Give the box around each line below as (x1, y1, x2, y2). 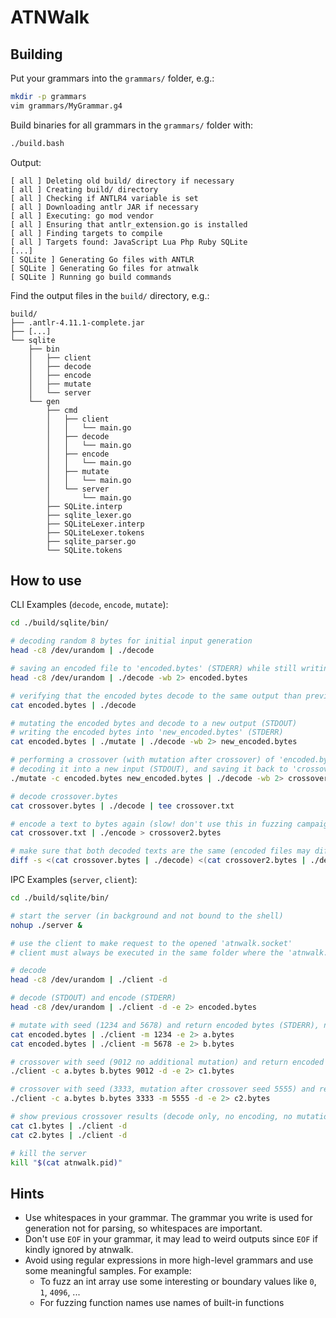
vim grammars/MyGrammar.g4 (10, 101, 123, 111)
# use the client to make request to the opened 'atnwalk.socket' (10, 938, 293, 948)
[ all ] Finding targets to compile (10, 228, 163, 238)
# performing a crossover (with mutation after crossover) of (10, 755, 275, 765)
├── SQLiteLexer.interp (46, 519, 145, 529)
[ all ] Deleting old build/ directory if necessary (10, 176, 235, 186)
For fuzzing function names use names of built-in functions (39, 1297, 285, 1309)
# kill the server (10, 1148, 87, 1158)
